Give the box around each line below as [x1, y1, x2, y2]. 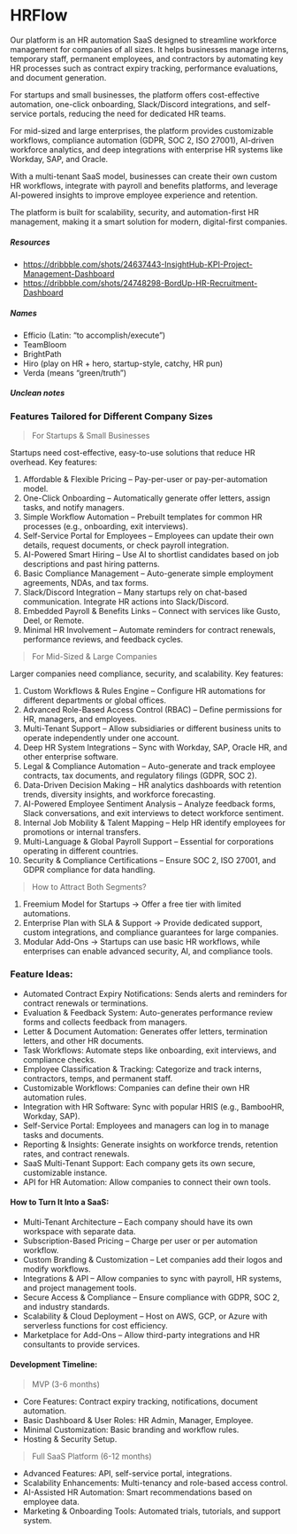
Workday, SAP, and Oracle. [10, 153, 109, 164]
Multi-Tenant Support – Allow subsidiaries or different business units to [22, 723, 282, 734]
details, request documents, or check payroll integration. [22, 540, 229, 550]
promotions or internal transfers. [22, 827, 141, 837]
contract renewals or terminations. [22, 998, 148, 1008]
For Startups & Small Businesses [31, 431, 150, 441]
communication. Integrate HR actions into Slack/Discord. [22, 596, 229, 607]
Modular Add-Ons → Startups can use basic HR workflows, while [22, 937, 261, 947]
